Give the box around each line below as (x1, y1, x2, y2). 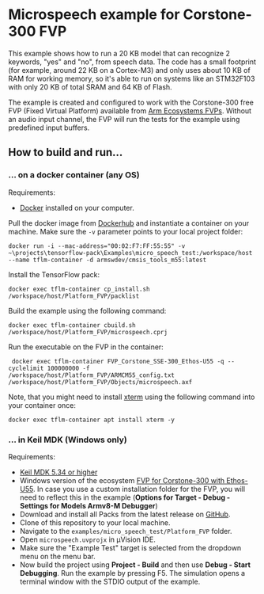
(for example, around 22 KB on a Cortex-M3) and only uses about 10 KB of (8, 65, 251, 74)
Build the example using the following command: (8, 306, 167, 315)
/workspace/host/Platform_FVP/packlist (8, 291, 140, 300)
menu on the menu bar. (19, 551, 96, 561)
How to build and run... (8, 146, 123, 159)
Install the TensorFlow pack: (8, 269, 100, 279)
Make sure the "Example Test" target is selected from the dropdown (19, 543, 242, 552)
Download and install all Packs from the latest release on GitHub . (19, 509, 231, 519)
